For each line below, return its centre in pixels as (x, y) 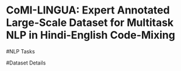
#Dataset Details (26, 63)
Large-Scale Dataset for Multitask (90, 23)
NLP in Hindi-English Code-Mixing (90, 35)
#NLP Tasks (20, 51)
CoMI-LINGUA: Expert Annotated (88, 10)
